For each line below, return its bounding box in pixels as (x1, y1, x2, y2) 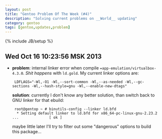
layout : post (5, 7, 31, 12)
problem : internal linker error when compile (12, 65, 99, 70)
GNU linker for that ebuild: (12, 97, 64, 103)
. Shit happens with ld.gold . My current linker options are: (23, 70, 139, 76)
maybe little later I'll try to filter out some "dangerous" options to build (12, 124, 151, 129)
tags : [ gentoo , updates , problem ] (5, 25, 70, 30)
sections (12, 83, 30, 88)
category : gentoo (5, 20, 40, 26)
